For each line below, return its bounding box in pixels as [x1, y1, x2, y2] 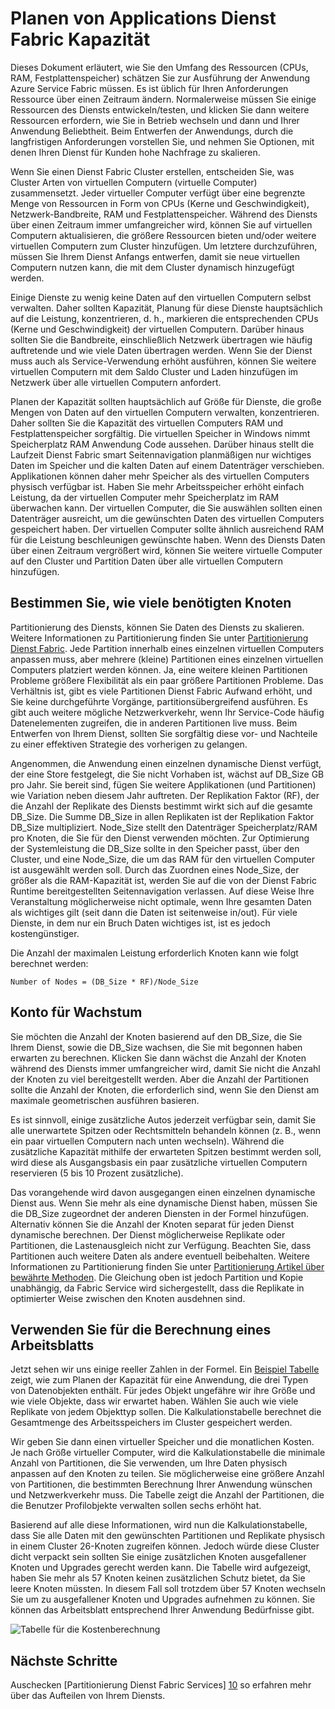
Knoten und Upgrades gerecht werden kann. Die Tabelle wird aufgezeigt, [10, 1562, 312, 1574]
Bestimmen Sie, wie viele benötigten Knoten [10, 595, 292, 612]
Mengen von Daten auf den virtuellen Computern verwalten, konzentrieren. [10, 406, 320, 418]
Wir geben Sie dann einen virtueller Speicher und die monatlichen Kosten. [10, 1436, 315, 1448]
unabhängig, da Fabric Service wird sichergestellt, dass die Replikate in [10, 1282, 305, 1294]
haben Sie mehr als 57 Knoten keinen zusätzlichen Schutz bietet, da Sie [10, 1572, 306, 1584]
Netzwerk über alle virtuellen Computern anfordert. [10, 376, 222, 388]
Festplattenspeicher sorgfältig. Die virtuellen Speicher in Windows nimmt [10, 427, 311, 439]
